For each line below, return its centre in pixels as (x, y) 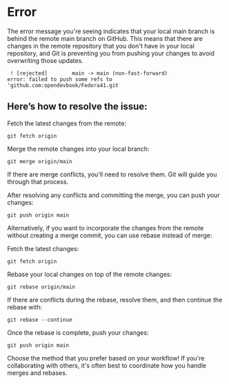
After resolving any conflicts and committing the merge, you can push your (113, 195)
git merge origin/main (40, 161)
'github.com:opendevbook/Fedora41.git (63, 85)
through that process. (38, 181)
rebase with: (25, 307)
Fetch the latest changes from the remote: (67, 123)
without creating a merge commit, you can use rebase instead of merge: (110, 235)
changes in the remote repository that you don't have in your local (101, 46)
